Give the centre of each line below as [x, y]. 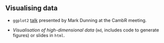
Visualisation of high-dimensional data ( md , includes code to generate [86, 30]
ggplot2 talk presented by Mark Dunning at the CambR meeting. [79, 20]
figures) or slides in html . [39, 35]
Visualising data [31, 8]
